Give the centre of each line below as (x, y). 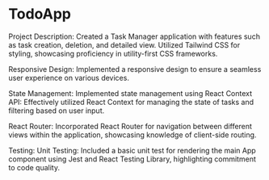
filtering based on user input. (57, 111)
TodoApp (40, 14)
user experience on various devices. (69, 77)
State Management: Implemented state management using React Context (130, 93)
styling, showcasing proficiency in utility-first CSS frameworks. (113, 53)
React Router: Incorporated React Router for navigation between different (130, 126)
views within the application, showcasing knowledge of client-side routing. (132, 135)
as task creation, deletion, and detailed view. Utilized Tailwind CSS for (124, 44)
